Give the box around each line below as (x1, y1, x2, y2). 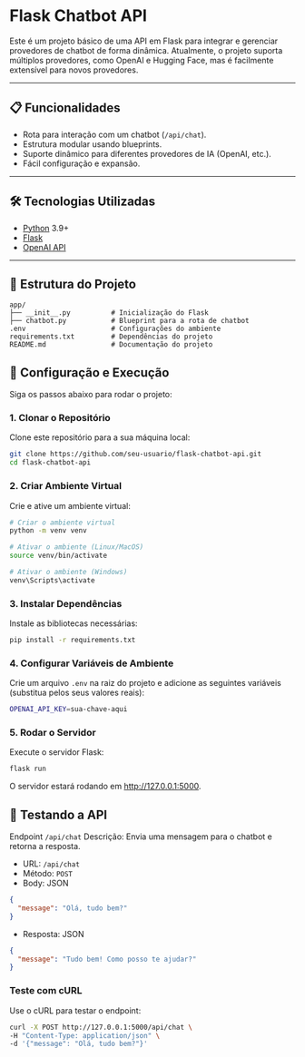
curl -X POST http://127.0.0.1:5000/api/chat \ (9, 1023, 193, 1032)
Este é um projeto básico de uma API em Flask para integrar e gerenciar (9, 35, 279, 46)
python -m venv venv (9, 526, 88, 535)
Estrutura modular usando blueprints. (22, 138, 162, 150)
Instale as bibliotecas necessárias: (9, 618, 138, 629)
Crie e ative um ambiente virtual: (9, 500, 132, 511)
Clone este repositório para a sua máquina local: (9, 432, 191, 443)
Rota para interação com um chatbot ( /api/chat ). (22, 129, 207, 140)
